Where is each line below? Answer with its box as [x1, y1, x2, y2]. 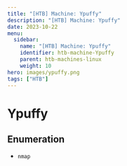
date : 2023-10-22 [7, 23, 58, 30]
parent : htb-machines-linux [20, 56, 102, 63]
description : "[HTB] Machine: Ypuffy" [7, 17, 121, 24]
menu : [7, 29, 23, 37]
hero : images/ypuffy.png [7, 69, 80, 76]
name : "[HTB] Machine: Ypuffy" [20, 43, 112, 50]
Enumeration [7, 133, 65, 145]
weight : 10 [20, 62, 52, 69]
